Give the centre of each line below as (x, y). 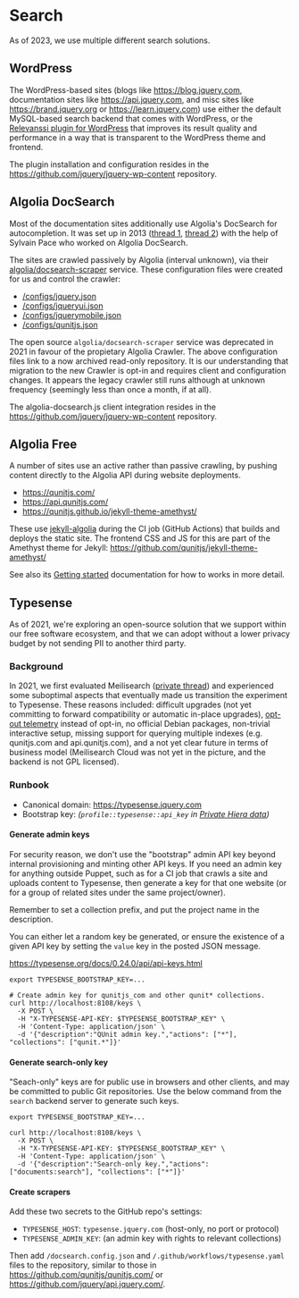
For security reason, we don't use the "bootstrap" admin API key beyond (143, 854)
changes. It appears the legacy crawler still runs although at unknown (137, 380)
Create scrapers (40, 1192)
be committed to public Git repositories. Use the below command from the (145, 1091)
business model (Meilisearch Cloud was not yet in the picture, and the (137, 753)
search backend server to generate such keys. (94, 1101)
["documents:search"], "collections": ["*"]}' (97, 1172)
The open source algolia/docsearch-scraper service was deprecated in (141, 341)
